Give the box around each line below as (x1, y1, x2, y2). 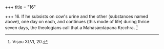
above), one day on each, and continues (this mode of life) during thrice (5, 19, 150, 24)
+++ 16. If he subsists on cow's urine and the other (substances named (5, 14, 148, 19)
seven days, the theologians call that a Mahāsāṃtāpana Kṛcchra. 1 (5, 24, 138, 31)
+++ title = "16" (5, 4, 36, 10)
